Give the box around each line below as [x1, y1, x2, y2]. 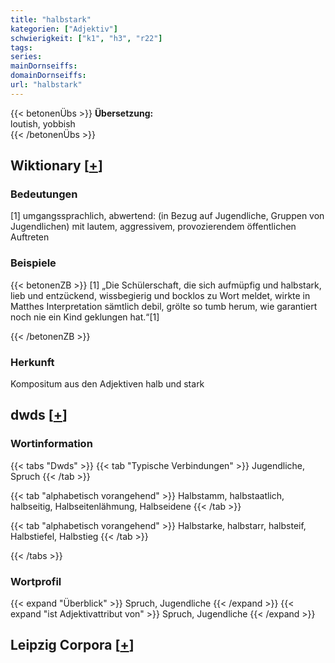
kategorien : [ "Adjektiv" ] [10, 24, 118, 34]
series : [10, 52, 43, 62]
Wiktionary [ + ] [10, 157, 103, 175]
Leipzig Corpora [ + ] [10, 637, 135, 654]
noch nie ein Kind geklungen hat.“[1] [10, 311, 160, 323]
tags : [10, 42, 33, 53]
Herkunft [10, 355, 55, 369]
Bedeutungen [10, 187, 78, 201]
